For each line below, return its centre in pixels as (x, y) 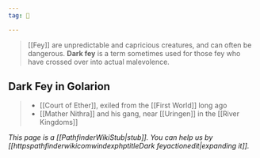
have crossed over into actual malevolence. (99, 62)
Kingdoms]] (59, 122)
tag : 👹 (19, 15)
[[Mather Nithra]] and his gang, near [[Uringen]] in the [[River (140, 114)
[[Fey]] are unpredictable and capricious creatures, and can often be (140, 45)
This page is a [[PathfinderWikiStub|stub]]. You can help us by (111, 137)
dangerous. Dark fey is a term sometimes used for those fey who (134, 53)
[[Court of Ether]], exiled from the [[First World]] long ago (133, 105)
